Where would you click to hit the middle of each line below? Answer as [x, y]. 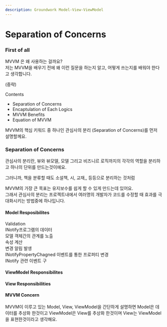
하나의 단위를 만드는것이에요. [38, 167]
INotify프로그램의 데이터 [29, 229]
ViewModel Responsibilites [34, 272]
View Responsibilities [28, 284]
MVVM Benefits [28, 114]
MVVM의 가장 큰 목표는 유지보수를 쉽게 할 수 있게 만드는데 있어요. [69, 188]
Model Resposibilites [27, 213]
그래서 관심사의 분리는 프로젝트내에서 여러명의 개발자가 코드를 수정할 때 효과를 [81, 195]
